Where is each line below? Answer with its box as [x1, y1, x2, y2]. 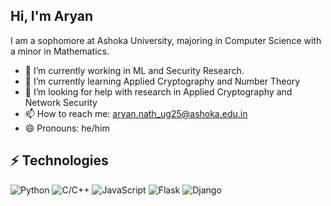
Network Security [24, 96, 98, 108]
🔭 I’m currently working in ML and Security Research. [24, 64, 245, 76]
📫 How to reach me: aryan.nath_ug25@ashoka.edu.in [24, 107, 248, 119]
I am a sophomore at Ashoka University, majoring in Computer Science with [10, 34, 322, 46]
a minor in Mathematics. [10, 45, 110, 57]
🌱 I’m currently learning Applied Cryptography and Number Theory [24, 75, 301, 87]
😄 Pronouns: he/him [24, 122, 110, 134]
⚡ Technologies [10, 152, 109, 169]
